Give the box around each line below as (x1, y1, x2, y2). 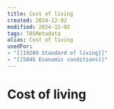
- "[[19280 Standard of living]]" (7, 50, 108, 57)
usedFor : (7, 43, 33, 50)
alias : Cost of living (7, 37, 73, 44)
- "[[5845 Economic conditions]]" (7, 56, 108, 63)
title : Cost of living (7, 10, 73, 18)
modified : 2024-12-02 (7, 23, 71, 30)
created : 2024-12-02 (7, 17, 68, 24)
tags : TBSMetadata (7, 30, 61, 37)
